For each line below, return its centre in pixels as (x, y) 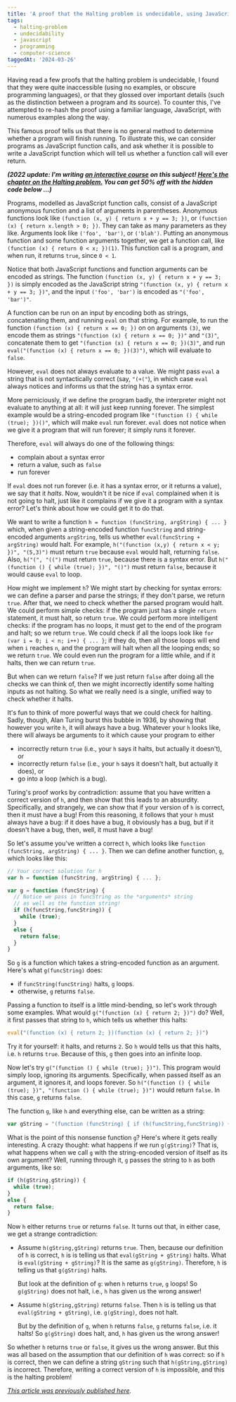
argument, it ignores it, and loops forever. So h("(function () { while (109, 1083)
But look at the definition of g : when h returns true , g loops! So (107, 1284)
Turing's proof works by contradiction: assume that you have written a (109, 792)
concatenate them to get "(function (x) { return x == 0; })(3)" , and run (116, 342)
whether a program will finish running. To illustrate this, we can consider (112, 138)
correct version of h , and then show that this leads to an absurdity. (103, 800)
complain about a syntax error (61, 457)
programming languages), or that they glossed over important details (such (116, 94)
